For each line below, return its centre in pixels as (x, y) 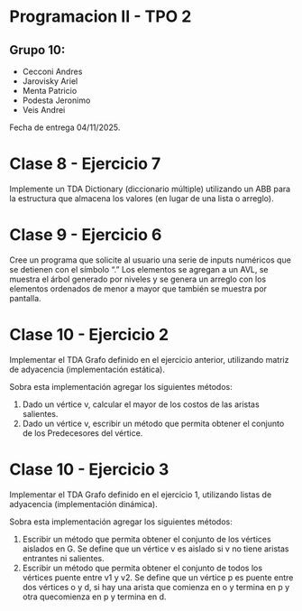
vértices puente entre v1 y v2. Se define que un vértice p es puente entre (158, 577)
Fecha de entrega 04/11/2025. (65, 127)
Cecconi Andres (52, 71)
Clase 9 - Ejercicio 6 (86, 235)
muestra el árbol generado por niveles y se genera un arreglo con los (138, 279)
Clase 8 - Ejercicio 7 (85, 164)
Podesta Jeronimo (56, 100)
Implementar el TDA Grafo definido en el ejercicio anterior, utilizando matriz (149, 359)
